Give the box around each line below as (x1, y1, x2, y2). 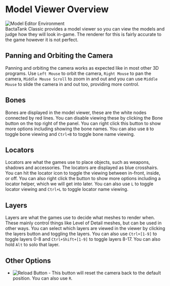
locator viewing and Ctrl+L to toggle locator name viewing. (5, 186, 128, 192)
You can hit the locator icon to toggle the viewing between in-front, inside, (5, 170, 161, 176)
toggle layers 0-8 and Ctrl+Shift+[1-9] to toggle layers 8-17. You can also (5, 236, 161, 242)
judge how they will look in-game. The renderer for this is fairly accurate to (5, 31, 161, 37)
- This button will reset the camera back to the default (48, 270, 161, 276)
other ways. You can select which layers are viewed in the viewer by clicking (5, 225, 165, 232)
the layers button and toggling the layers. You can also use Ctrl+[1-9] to (5, 231, 157, 237)
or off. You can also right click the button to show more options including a (5, 176, 161, 182)
